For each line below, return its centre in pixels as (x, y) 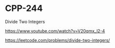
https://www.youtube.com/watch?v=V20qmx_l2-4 (55, 31)
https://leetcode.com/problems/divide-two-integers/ (57, 40)
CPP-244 (24, 8)
